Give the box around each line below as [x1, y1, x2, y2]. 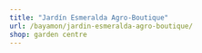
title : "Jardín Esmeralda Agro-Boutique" [9, 13, 169, 22]
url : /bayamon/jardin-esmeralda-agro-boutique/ [9, 22, 194, 31]
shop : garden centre [9, 30, 88, 39]
